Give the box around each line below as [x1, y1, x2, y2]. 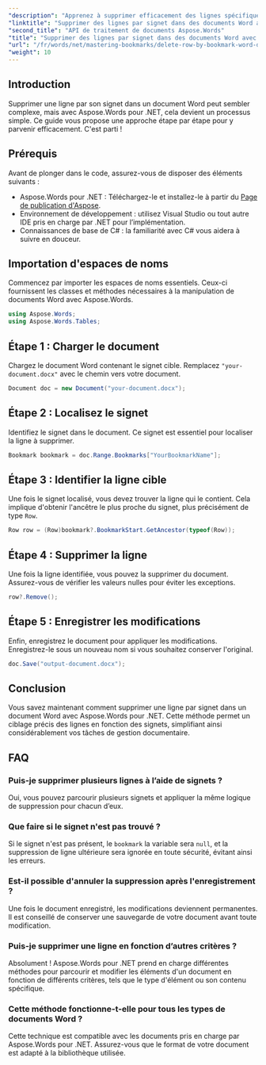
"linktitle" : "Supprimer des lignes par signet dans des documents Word [8, 19, 253, 27]
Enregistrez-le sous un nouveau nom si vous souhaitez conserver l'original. [8, 644, 253, 654]
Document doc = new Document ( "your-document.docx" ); [8, 385, 186, 393]
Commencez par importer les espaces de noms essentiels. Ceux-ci [8, 278, 228, 288]
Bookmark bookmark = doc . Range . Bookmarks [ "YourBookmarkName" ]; [8, 451, 222, 459]
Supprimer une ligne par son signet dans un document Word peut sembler [8, 98, 251, 108]
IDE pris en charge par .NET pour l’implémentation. [19, 217, 186, 227]
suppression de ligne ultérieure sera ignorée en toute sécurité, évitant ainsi [8, 848, 253, 857]
